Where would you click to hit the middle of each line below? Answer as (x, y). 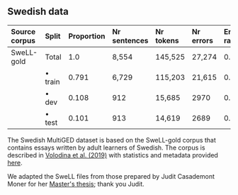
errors (203, 40)
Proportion (87, 36)
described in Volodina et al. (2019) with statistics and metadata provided (113, 155)
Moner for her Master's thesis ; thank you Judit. (76, 184)
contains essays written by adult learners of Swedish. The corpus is (106, 147)
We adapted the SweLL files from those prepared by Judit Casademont (111, 176)
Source (23, 31)
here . (15, 162)
